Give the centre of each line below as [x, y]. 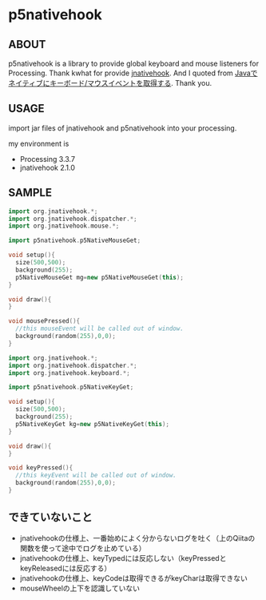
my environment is [39, 143]
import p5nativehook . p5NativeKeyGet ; [71, 387]
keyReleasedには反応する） [66, 568]
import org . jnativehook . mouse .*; [64, 226]
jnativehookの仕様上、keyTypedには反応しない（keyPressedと [123, 558]
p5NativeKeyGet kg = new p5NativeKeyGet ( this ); [93, 424]
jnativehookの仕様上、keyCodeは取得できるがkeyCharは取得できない [133, 578]
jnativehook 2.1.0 [48, 167]
